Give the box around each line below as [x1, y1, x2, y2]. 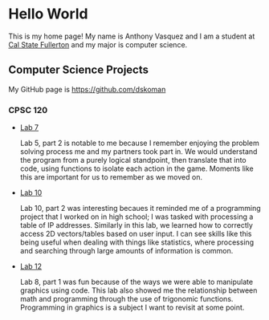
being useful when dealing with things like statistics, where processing [19, 237, 255, 247]
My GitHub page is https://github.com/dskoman [8, 84, 166, 94]
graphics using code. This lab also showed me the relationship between [19, 286, 258, 295]
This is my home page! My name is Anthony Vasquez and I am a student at [8, 31, 255, 41]
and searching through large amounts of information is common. [19, 246, 234, 256]
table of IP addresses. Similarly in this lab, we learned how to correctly [19, 221, 253, 230]
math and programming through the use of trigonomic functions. [19, 294, 234, 304]
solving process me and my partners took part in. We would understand [19, 147, 258, 156]
